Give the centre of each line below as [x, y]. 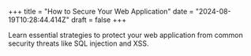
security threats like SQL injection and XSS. [79, 43]
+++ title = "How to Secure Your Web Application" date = [101, 11]
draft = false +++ [99, 20]
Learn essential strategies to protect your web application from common [126, 35]
